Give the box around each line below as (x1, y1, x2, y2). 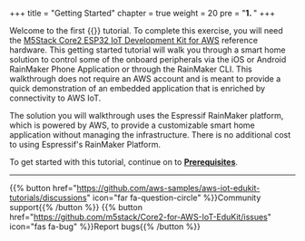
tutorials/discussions (9, 192, 88, 203)
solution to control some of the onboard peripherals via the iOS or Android (9, 54, 287, 64)
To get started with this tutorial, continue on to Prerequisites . (9, 157, 239, 167)
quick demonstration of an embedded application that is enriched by (9, 83, 266, 93)
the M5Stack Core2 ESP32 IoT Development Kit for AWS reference (9, 35, 259, 45)
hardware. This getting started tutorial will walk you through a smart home (9, 44, 286, 55)
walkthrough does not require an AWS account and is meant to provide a (9, 73, 281, 84)
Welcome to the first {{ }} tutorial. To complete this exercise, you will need (9, 25, 283, 35)
